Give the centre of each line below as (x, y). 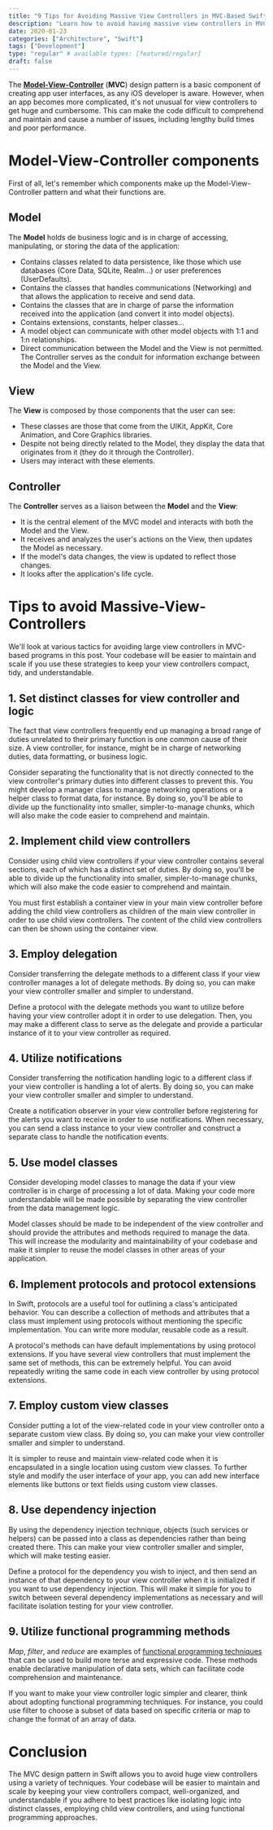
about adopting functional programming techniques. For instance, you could (136, 1701)
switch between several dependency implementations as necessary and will (136, 1597)
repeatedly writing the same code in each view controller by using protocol (134, 1371)
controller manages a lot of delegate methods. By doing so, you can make (132, 982)
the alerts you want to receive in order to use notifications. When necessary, (136, 1120)
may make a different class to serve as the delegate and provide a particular (136, 1024)
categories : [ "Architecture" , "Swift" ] (76, 39)
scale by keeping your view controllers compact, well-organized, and (124, 1792)
